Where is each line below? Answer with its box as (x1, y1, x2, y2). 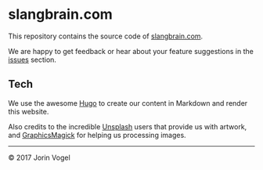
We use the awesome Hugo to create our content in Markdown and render (8, 98, 248, 107)
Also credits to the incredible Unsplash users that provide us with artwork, (8, 121, 247, 131)
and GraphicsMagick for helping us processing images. (8, 130, 186, 139)
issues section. (8, 55, 57, 64)
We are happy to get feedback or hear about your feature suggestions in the (8, 46, 254, 56)
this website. (8, 107, 49, 116)
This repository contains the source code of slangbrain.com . (8, 31, 204, 41)
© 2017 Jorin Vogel (8, 153, 70, 162)
